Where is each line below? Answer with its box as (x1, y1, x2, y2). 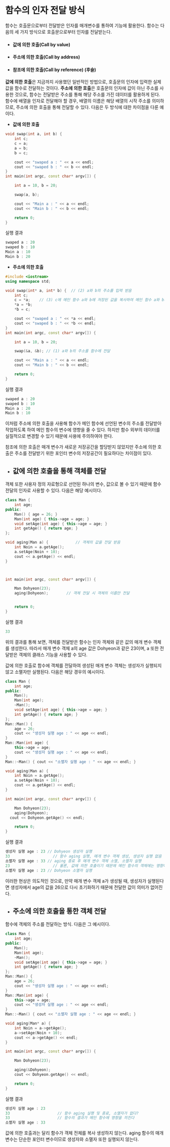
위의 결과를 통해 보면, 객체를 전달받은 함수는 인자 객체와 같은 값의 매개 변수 (5, 639, 152, 645)
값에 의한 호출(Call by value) (12, 41, 71, 47)
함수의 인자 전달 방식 (5, 5, 85, 16)
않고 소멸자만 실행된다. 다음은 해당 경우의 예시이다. (5, 669, 105, 675)
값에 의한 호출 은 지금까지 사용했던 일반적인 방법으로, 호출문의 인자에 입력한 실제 (5, 79, 161, 85)
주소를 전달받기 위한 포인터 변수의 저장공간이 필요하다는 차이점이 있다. (14, 450, 153, 457)
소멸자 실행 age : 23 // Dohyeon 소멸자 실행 (5, 868, 93, 873)
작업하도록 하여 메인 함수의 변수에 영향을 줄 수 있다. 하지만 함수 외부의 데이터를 (5, 427, 160, 433)
